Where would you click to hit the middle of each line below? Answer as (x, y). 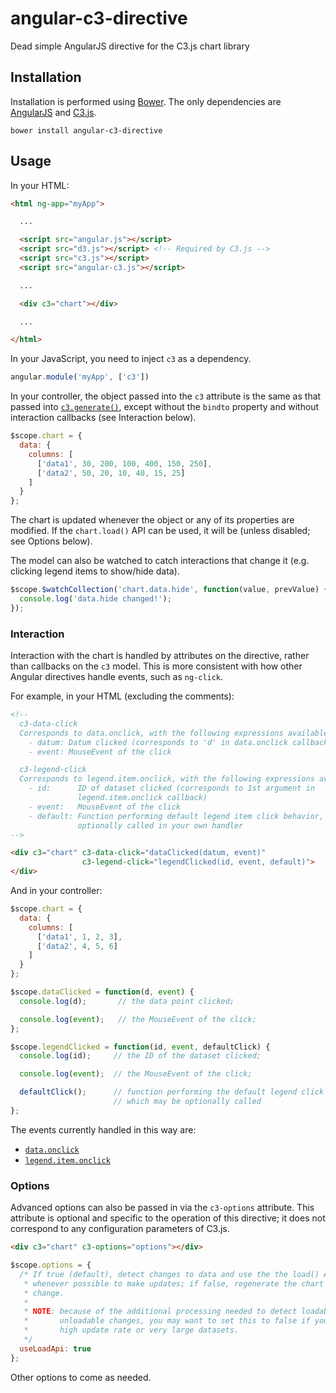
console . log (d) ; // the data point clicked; (127, 1001)
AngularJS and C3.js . (53, 112)
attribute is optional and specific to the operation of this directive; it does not (168, 1218)
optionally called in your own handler (160, 825)
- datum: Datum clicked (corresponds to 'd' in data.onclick (158, 742)
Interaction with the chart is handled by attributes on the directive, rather (160, 656)
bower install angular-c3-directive (86, 130)
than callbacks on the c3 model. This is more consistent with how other (156, 666)
